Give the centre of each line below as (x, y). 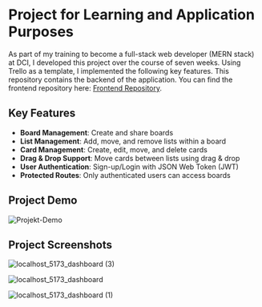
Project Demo (43, 201)
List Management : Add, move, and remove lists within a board (123, 141)
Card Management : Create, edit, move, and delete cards (114, 149)
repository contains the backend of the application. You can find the (121, 79)
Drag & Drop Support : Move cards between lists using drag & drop (130, 158)
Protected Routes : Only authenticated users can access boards (125, 175)
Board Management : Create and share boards (97, 132)
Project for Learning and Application (131, 15)
